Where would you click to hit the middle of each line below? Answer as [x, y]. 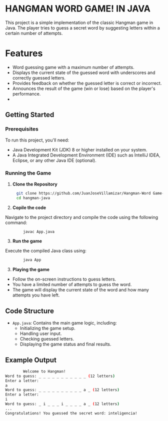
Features [24, 53]
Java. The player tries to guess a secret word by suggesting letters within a [82, 27]
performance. [26, 93]
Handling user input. [41, 333]
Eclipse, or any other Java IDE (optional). [54, 160]
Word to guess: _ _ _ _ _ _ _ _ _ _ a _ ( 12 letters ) [62, 390]
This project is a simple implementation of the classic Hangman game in [79, 22]
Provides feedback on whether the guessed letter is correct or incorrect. [87, 83]
